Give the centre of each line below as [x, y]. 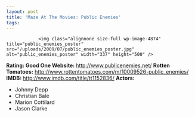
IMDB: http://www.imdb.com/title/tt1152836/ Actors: [71, 78]
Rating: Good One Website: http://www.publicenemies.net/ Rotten [88, 65]
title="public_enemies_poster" [45, 44]
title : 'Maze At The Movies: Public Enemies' [64, 17]
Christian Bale [32, 96]
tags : [13, 23]
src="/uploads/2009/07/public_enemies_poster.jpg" [70, 49]
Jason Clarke [31, 109]
